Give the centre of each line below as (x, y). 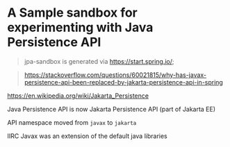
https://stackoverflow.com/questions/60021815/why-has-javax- (115, 75)
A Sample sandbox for (72, 13)
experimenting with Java (80, 27)
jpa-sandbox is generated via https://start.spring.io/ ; (99, 61)
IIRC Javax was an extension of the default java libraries (88, 136)
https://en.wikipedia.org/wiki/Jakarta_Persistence (78, 96)
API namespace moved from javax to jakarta (72, 122)
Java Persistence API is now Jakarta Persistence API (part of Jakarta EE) (112, 109)
